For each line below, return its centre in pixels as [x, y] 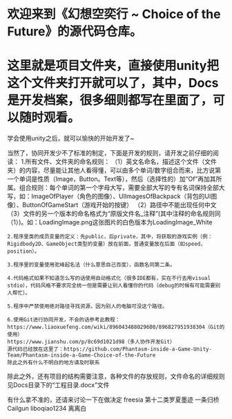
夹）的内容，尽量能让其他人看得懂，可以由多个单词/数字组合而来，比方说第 [114, 170]
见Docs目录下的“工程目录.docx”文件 [58, 385]
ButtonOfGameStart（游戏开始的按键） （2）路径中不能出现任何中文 [119, 205]
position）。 [23, 251]
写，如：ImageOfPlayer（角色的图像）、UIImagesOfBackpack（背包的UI [109, 196]
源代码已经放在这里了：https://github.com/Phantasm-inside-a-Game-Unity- [110, 349]
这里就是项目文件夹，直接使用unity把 [113, 66]
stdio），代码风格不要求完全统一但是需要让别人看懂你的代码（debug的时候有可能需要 [111, 286]
